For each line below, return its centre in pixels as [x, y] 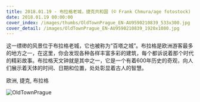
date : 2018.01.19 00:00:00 [40, 17]
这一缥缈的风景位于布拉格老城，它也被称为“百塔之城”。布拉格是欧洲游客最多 [100, 46]
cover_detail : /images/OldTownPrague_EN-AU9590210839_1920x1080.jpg [93, 28]
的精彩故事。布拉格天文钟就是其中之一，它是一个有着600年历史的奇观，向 [97, 60]
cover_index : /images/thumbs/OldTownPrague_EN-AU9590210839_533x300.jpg [98, 23]
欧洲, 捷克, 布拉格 [27, 81]
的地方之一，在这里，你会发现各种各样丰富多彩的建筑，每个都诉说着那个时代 [100, 53]
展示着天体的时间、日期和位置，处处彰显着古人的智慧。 [79, 68]
